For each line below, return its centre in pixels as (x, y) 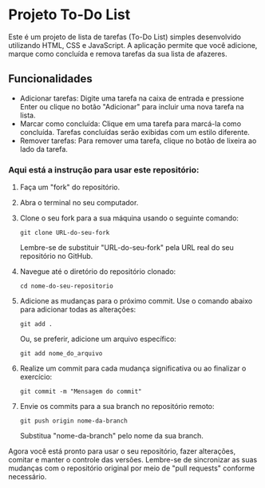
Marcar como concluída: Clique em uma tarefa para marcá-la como (131, 123)
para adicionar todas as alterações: (78, 310)
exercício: (36, 377)
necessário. (28, 477)
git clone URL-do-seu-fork (65, 233)
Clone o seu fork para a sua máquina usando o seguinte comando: (129, 218)
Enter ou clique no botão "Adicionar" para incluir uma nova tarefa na (132, 106)
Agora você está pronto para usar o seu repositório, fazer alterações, (122, 451)
